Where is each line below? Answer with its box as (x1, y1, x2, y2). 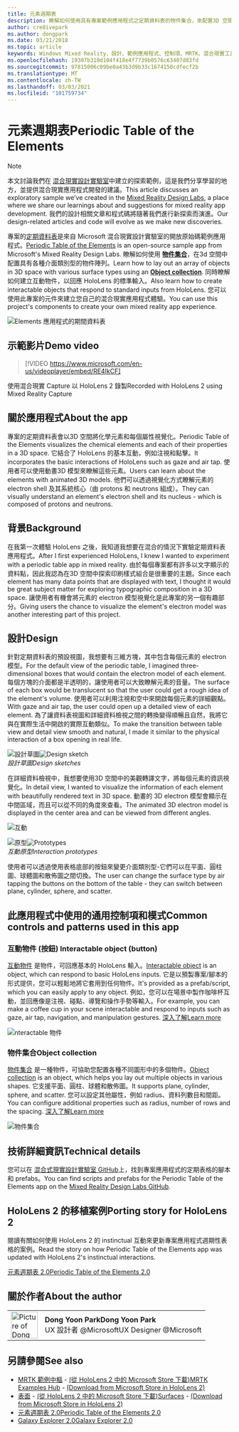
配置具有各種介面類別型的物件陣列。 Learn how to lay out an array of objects (7, 259, 230, 268)
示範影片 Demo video (7, 339, 100, 352)
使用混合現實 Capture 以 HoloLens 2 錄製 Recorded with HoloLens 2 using (7, 381, 223, 390)
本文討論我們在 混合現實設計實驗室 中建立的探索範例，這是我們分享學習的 (7, 177, 221, 185)
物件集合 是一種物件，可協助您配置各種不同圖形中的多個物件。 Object (7, 1065, 210, 1074)
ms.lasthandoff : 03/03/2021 (7, 83, 91, 90)
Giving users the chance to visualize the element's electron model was (20, 602, 227, 611)
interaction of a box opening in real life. (7, 735, 122, 744)
